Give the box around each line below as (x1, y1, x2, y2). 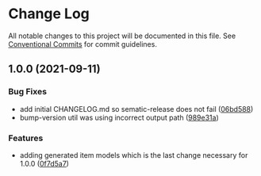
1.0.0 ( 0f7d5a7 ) (19, 159, 70, 168)
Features (8, 132, 44, 143)
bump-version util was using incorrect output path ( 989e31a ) (19, 113, 220, 122)
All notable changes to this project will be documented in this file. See (8, 31, 236, 40)
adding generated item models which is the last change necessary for (19, 150, 248, 159)
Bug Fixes (8, 86, 48, 98)
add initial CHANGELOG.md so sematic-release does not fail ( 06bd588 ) (19, 104, 254, 113)
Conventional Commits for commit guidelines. (8, 39, 157, 48)
